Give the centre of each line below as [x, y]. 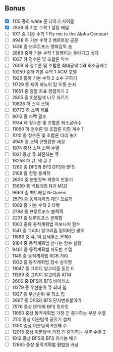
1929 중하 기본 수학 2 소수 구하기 [45, 78]
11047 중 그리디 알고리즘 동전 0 [43, 269]
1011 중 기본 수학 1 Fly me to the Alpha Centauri [60, 34]
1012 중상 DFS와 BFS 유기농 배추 [45, 338]
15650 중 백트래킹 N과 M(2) [40, 186]
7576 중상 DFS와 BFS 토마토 [40, 306]
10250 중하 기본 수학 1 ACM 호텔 [44, 72]
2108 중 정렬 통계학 [31, 173]
